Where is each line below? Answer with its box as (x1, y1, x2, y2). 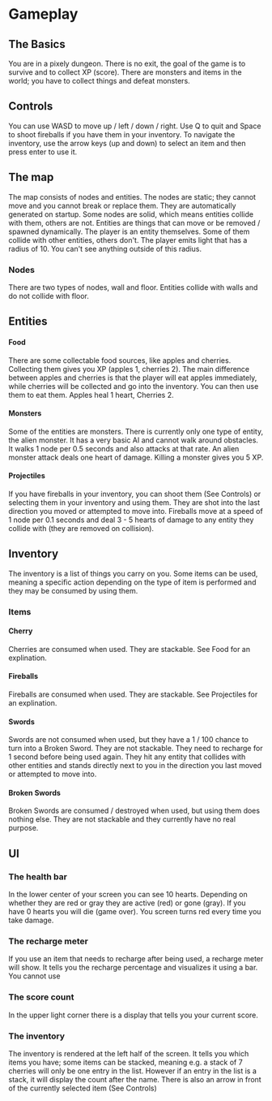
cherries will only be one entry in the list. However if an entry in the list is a (8, 1066, 257, 1076)
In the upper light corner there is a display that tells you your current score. (8, 1010, 259, 1020)
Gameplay (8, 5, 79, 24)
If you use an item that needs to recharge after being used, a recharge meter (8, 954, 264, 964)
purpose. (8, 823, 39, 833)
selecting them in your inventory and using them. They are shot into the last (8, 497, 261, 507)
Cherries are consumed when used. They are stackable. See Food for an (8, 644, 251, 654)
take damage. (8, 915, 54, 926)
